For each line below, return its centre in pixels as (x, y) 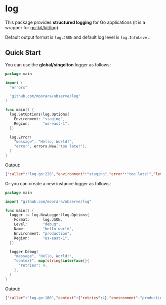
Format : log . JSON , (39, 220)
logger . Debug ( (24, 252)
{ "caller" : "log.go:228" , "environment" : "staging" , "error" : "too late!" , (79, 174)
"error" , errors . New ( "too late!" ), (51, 147)
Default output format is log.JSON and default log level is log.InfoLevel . (78, 37)
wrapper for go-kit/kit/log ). (32, 27)
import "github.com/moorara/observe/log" (48, 202)
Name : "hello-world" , (44, 229)
